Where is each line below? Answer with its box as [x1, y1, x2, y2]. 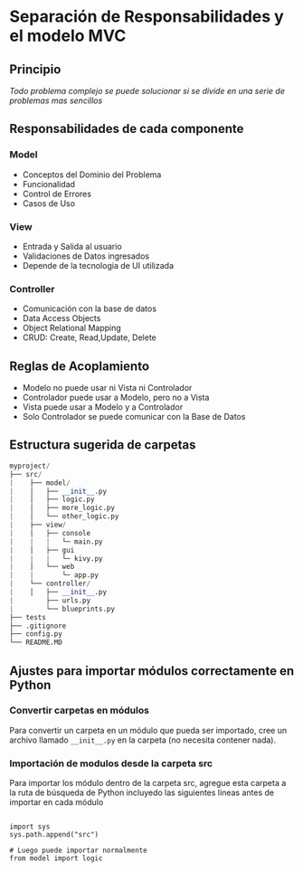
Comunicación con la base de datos [22, 303, 156, 314]
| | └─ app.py [9, 571, 99, 580]
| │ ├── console [9, 528, 91, 537]
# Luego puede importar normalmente [9, 846, 147, 856]
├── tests [9, 612, 47, 621]
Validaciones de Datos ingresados [22, 251, 150, 261]
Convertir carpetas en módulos [9, 704, 149, 716]
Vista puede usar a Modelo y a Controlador [22, 402, 184, 412]
